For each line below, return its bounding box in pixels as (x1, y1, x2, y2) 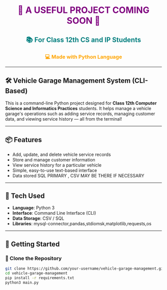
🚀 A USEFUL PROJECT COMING (17, 4, 150, 16)
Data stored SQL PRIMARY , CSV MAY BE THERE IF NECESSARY (12, 172, 145, 178)
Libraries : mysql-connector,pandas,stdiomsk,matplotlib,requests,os (12, 221, 152, 227)
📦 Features (5, 136, 42, 144)
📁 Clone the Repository (5, 255, 62, 262)
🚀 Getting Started (5, 240, 60, 248)
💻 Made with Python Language (45, 53, 122, 60)
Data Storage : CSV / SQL (12, 215, 65, 221)
